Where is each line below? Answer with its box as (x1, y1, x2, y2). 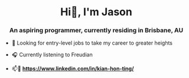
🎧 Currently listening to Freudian (11, 51, 93, 58)
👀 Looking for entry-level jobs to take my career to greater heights (11, 39, 173, 46)
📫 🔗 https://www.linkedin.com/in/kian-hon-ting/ (11, 65, 134, 72)
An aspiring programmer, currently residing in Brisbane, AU (9, 26, 184, 35)
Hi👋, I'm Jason (60, 5, 133, 19)
